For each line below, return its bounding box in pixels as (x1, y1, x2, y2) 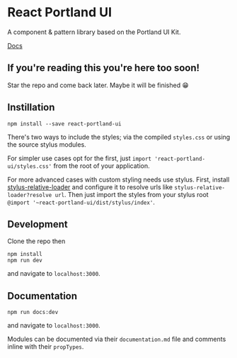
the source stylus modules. (7, 140, 86, 149)
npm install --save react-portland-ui (7, 120, 122, 128)
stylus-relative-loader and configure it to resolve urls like (7, 182, 173, 191)
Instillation (7, 101, 55, 113)
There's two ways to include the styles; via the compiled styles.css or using (7, 133, 231, 141)
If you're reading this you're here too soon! (7, 62, 200, 74)
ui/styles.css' (7, 162, 52, 170)
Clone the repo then (7, 237, 66, 245)
